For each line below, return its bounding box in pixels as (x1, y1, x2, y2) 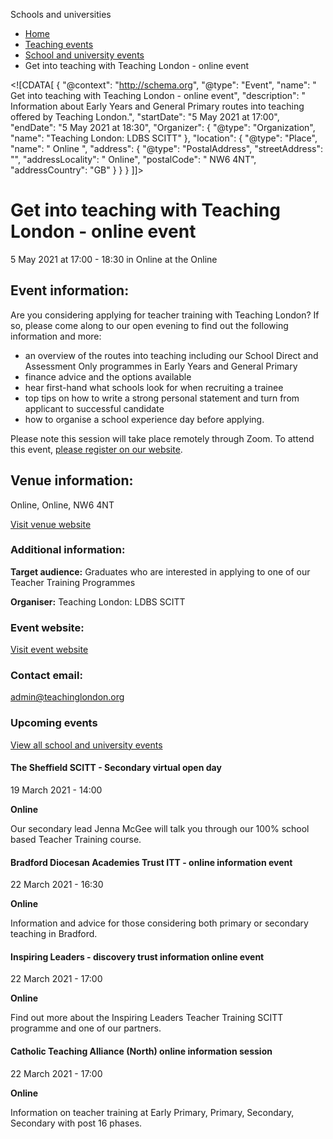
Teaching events (24, 39, 94, 50)
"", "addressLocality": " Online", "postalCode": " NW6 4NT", (10, 154, 257, 165)
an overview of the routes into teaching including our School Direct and (24, 349, 319, 361)
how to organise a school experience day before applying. (24, 413, 265, 425)
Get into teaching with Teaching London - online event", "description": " (10, 90, 307, 101)
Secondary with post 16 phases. (10, 1117, 143, 1129)
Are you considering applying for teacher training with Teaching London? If (10, 309, 320, 321)
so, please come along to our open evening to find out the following (10, 319, 289, 331)
